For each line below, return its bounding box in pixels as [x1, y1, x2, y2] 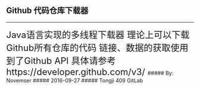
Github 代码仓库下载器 [6, 5, 89, 16]
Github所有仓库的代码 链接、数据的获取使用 [6, 42, 189, 53]
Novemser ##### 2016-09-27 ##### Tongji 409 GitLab [6, 76, 143, 84]
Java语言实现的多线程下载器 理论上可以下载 [6, 29, 190, 40]
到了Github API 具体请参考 [6, 55, 116, 66]
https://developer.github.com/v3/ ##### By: [6, 66, 174, 78]
